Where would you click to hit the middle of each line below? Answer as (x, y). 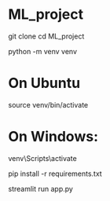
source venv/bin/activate (48, 104)
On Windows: (53, 137)
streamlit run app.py (40, 188)
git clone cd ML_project (46, 36)
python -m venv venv (42, 51)
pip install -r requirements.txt (55, 174)
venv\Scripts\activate (42, 158)
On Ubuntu (44, 83)
